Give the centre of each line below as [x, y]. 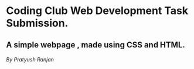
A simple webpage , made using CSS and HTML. [96, 45]
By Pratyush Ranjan [30, 60]
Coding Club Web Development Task [97, 11]
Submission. [37, 23]
